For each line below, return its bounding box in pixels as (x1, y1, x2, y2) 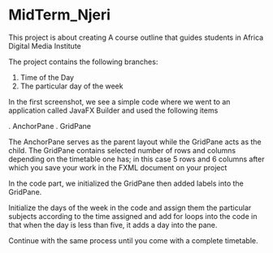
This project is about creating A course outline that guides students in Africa (8, 32, 264, 42)
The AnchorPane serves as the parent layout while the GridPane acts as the (8, 136, 262, 147)
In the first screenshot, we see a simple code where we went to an (8, 96, 231, 106)
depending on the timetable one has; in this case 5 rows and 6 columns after (8, 154, 265, 164)
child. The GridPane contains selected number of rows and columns (8, 145, 236, 155)
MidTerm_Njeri (8, 6, 111, 24)
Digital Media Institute (8, 41, 81, 50)
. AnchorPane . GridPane (8, 121, 92, 131)
